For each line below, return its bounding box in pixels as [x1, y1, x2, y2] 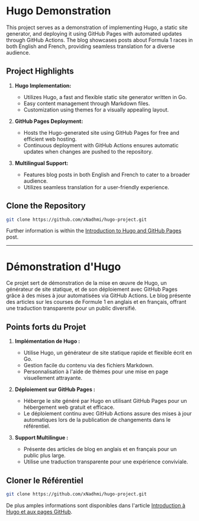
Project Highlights [6, 66, 74, 77]
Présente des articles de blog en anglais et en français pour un [23, 446, 177, 453]
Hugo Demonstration [6, 4, 111, 18]
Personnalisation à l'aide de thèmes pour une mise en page [23, 368, 169, 375]
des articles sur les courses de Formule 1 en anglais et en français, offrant [6, 298, 187, 306]
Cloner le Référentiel [6, 475, 84, 485]
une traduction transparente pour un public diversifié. [6, 304, 137, 312]
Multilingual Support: [14, 159, 69, 167]
